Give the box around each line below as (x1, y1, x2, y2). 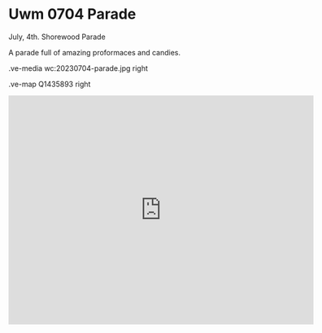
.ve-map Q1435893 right (8, 79, 91, 89)
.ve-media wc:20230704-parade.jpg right (8, 63, 148, 73)
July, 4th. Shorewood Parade (8, 32, 106, 42)
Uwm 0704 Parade (8, 5, 137, 24)
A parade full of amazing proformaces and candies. (8, 47, 181, 57)
